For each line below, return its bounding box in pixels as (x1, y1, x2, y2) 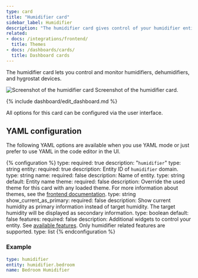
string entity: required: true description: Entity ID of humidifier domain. (6, 166, 179, 173)
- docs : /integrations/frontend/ (6, 36, 88, 42)
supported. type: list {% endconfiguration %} (6, 228, 116, 236)
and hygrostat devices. (6, 75, 62, 82)
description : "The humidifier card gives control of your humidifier (6, 25, 181, 31)
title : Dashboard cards (11, 52, 70, 58)
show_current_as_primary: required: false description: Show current (6, 197, 171, 204)
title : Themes (11, 42, 46, 48)
